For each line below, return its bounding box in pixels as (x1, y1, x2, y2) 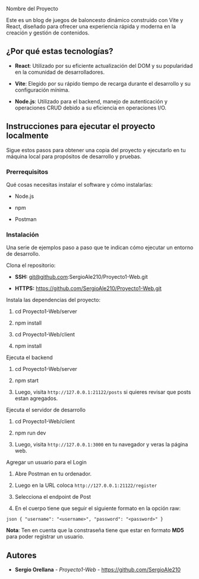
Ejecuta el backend (6, 354, 53, 361)
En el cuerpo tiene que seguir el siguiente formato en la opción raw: (14, 505, 181, 512)
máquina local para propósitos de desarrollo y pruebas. (6, 153, 141, 160)
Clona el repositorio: (6, 262, 56, 269)
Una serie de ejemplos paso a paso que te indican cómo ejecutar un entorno (6, 244, 194, 251)
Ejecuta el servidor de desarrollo (6, 407, 86, 414)
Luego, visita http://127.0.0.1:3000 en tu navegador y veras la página (14, 441, 188, 448)
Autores (6, 550, 37, 561)
